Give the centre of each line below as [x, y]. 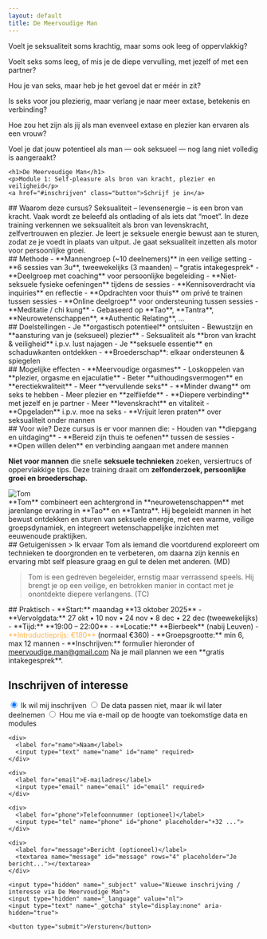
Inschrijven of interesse [69, 685]
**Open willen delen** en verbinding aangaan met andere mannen [118, 445]
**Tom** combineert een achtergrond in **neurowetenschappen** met [126, 502]
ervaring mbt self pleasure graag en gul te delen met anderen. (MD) [120, 561]
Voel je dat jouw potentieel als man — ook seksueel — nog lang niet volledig [133, 149]
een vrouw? [27, 133]
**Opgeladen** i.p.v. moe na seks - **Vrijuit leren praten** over [115, 412]
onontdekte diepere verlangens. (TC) [88, 594]
